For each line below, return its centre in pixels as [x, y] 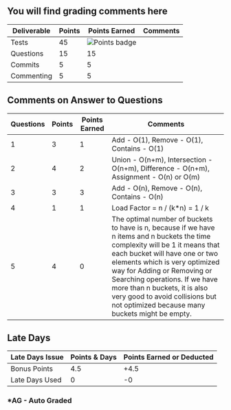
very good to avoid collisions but [164, 296]
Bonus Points [32, 369]
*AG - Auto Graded [40, 400]
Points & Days [93, 357]
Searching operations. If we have [165, 279]
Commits [25, 65]
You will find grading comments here [87, 11]
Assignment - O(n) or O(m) [156, 177]
